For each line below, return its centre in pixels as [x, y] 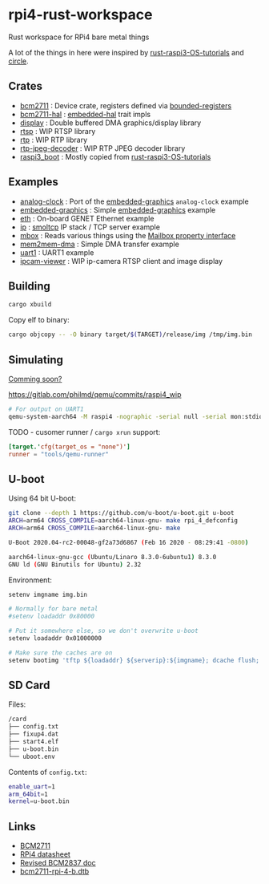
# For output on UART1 [46, 409]
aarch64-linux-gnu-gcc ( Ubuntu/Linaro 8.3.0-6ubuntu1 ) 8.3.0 [112, 557]
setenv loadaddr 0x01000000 [55, 639]
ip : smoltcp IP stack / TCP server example [90, 227]
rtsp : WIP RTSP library [58, 131]
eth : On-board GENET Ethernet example [87, 218]
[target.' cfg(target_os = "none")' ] [69, 447]
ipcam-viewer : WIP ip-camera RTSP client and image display [121, 261]
